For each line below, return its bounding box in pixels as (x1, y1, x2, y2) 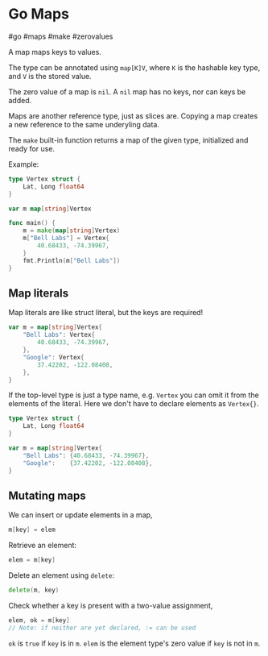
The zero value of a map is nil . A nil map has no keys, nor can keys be (8, 86, 246, 97)
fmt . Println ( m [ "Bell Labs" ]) (23, 256, 121, 264)
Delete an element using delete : (8, 571, 115, 580)
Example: (8, 159, 39, 169)
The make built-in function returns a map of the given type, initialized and (8, 135, 249, 145)
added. (8, 95, 32, 105)
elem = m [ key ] (8, 556, 56, 564)
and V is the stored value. (8, 71, 92, 81)
